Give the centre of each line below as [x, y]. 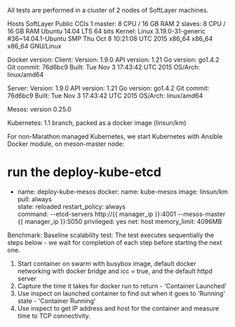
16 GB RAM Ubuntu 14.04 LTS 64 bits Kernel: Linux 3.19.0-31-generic [106, 31]
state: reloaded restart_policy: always [72, 206]
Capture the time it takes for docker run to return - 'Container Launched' [122, 286]
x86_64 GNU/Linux [34, 46]
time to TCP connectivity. [54, 316]
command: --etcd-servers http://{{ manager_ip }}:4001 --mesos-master [121, 214]
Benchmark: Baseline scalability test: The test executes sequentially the [111, 235]
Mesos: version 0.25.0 [39, 109]
